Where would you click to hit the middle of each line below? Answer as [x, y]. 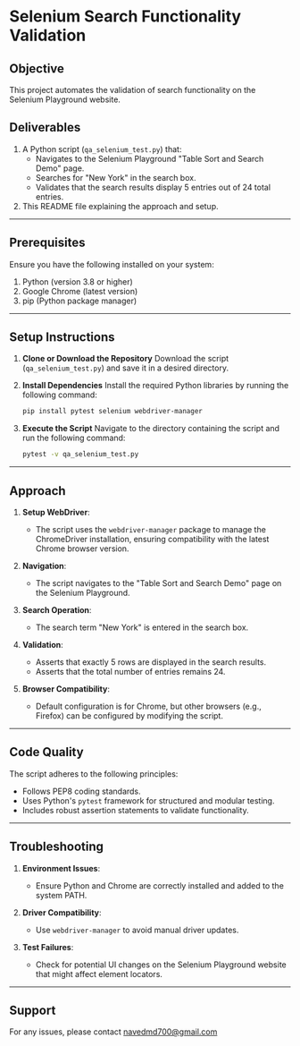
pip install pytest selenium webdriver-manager [112, 412]
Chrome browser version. [82, 549]
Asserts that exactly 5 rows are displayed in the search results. [151, 662]
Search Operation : [57, 610]
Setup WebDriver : [56, 512]
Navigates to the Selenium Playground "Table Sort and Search [150, 158]
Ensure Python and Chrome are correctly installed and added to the [159, 885]
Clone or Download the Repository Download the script [125, 359]
